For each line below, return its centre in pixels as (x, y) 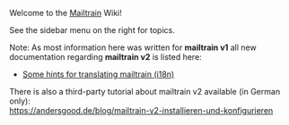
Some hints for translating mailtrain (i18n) (98, 74)
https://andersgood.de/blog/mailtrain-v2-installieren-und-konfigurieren (141, 110)
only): (20, 101)
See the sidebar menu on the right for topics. (92, 30)
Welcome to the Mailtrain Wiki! (66, 13)
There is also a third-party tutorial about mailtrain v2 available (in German (145, 92)
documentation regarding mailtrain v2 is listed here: (105, 57)
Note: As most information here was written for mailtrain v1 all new (133, 47)
